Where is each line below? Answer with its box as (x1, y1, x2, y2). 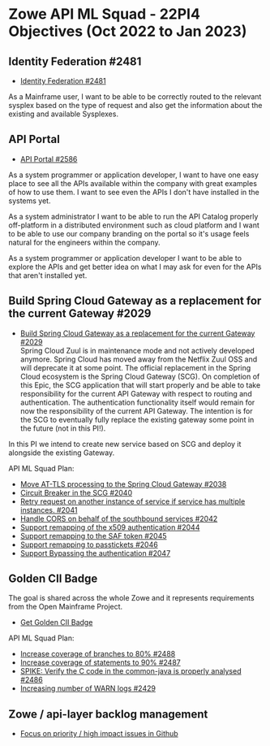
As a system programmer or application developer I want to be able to (8, 253, 242, 262)
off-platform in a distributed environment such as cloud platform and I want (8, 220, 259, 230)
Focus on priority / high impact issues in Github (19, 729, 178, 739)
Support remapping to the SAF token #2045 (19, 531, 167, 540)
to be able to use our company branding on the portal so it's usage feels (8, 228, 250, 238)
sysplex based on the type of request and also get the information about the (8, 101, 263, 110)
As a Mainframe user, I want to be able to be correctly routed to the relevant (8, 92, 262, 102)
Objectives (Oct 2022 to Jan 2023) (8, 22, 247, 41)
